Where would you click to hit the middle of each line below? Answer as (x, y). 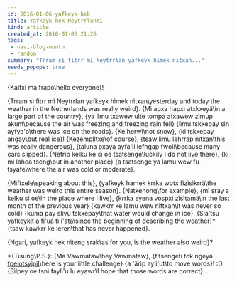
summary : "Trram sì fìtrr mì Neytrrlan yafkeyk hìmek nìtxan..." (106, 61)
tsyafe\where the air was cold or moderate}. (71, 169)
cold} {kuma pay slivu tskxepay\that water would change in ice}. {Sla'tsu (114, 213)
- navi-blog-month (38, 47)
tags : (15, 41)
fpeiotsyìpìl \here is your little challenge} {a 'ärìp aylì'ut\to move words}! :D (115, 263)
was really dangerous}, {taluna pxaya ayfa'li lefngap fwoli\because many (114, 146)
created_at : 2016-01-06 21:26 (52, 34)
